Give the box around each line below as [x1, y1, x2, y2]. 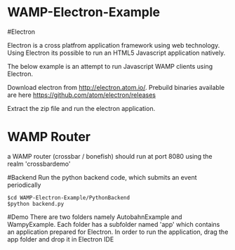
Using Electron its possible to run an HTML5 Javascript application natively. [7, 48, 226, 57]
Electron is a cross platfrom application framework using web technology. [7, 41, 220, 49]
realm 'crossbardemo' [7, 159, 71, 168]
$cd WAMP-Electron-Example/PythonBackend [7, 194, 130, 201]
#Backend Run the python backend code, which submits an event [7, 173, 198, 181]
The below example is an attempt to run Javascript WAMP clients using [7, 62, 213, 70]
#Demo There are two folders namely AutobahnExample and [7, 212, 182, 221]
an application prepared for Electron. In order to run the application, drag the [7, 228, 229, 236]
